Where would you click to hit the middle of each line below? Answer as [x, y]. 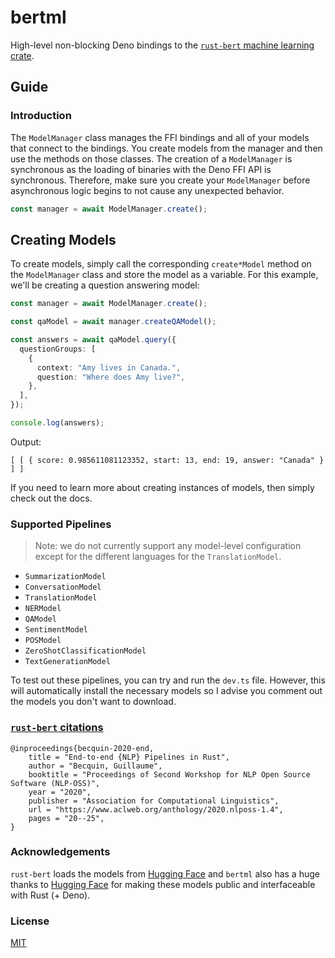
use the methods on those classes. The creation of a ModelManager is [151, 158]
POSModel [43, 641]
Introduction [41, 116]
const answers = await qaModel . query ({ [93, 340]
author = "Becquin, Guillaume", [95, 766]
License [30, 921]
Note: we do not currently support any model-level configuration [168, 546]
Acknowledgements [60, 852]
